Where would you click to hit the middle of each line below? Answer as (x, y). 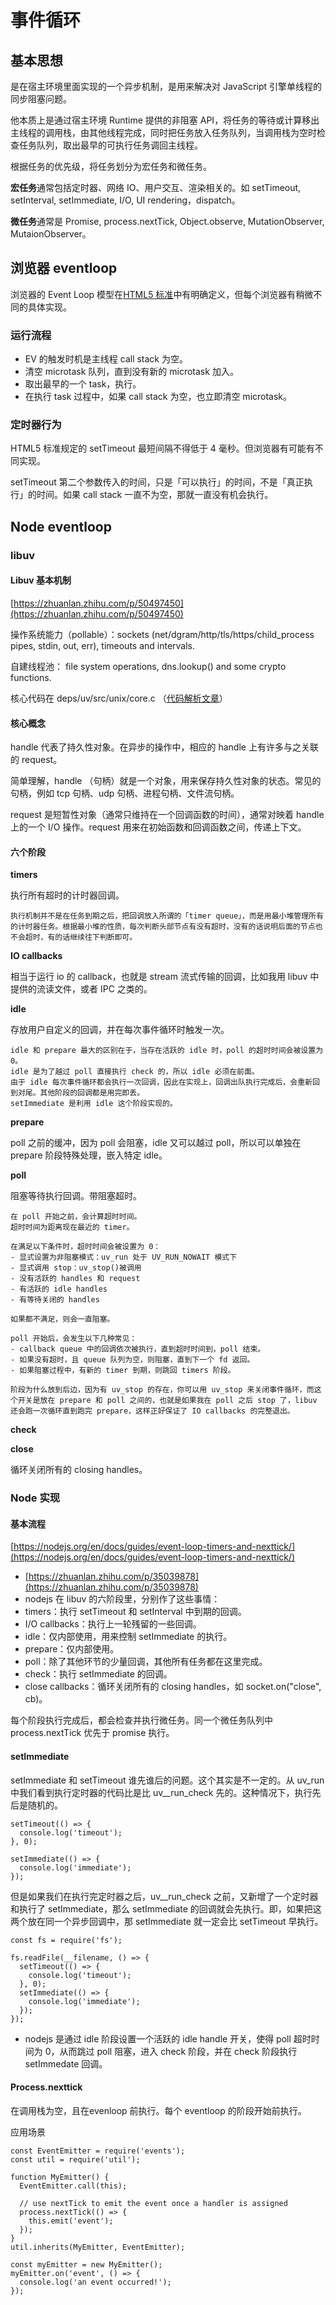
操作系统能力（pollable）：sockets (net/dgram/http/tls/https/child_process (162, 634)
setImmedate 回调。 (66, 2063)
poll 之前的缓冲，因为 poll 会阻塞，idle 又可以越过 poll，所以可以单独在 (156, 1143)
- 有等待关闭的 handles (55, 1300)
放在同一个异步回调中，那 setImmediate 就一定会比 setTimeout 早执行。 (175, 1921)
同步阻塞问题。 (41, 99)
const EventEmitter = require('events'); (98, 2151)
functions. (31, 677)
